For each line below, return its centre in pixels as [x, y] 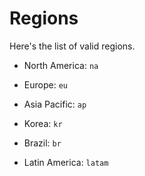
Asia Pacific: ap [55, 104]
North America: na [61, 65]
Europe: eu [45, 84]
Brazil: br [42, 143]
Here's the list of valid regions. [72, 46]
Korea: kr [43, 123]
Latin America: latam [66, 162]
